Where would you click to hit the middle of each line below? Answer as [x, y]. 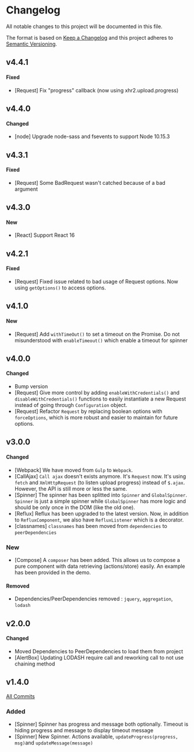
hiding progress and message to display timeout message [84, 730]
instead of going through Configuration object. [71, 405]
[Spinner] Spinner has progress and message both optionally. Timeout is [101, 724]
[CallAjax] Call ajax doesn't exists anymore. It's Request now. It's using [100, 476]
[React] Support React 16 [45, 235]
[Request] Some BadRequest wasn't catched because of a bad [90, 182]
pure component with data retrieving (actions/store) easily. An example [100, 566]
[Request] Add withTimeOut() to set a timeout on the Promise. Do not [97, 334]
